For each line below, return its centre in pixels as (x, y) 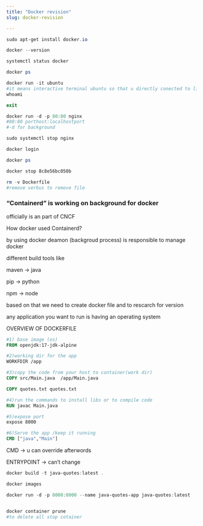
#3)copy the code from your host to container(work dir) (79, 373)
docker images (24, 484)
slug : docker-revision (35, 18)
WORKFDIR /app (24, 362)
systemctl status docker (37, 61)
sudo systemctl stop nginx (40, 139)
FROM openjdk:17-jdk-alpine (42, 345)
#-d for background (31, 128)
